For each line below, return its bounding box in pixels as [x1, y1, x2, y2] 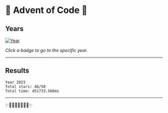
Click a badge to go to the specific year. [5, 47, 88, 53]
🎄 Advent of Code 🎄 [5, 4, 87, 16]
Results [5, 66, 29, 75]
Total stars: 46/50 [5, 84, 46, 89]
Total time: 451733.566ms [5, 88, 59, 93]
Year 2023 [5, 79, 26, 84]
